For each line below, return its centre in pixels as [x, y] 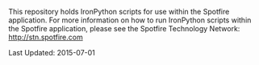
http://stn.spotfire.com [46, 37]
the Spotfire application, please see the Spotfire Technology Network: [124, 28]
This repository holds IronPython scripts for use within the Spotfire [119, 12]
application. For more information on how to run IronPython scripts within [130, 20]
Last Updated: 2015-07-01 [52, 53]
